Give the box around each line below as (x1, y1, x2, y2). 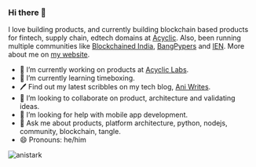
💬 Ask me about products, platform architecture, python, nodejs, (19, 118, 228, 128)
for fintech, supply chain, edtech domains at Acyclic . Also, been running (8, 33, 242, 42)
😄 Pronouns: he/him (19, 135, 86, 144)
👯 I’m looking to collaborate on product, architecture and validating (19, 93, 236, 103)
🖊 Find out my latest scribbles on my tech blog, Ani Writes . (19, 82, 211, 92)
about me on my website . (8, 50, 90, 60)
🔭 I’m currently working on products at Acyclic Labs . (19, 65, 189, 74)
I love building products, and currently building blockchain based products (8, 25, 249, 34)
